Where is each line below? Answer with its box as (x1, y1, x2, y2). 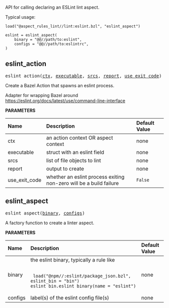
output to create (46, 165, 84, 172)
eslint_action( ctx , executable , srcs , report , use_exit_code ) (5, 73, 162, 79)
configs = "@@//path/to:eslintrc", (14, 41, 89, 46)
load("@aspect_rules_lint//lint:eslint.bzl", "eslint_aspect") (5, 24, 141, 29)
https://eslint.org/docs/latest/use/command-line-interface (5, 97, 126, 104)
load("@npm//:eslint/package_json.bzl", (33, 273, 131, 279)
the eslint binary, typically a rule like (30, 256, 115, 263)
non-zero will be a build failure (46, 179, 119, 186)
